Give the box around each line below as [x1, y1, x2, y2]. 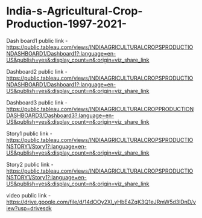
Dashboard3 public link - [6, 98, 68, 106]
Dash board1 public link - [6, 37, 68, 44]
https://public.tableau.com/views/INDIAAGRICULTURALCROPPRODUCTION [6, 105, 194, 112]
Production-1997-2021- [6, 17, 127, 31]
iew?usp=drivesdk [6, 204, 52, 212]
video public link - [6, 191, 51, 199]
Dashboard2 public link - [6, 68, 68, 75]
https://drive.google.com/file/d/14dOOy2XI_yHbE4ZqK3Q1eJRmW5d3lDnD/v [6, 198, 196, 205]
